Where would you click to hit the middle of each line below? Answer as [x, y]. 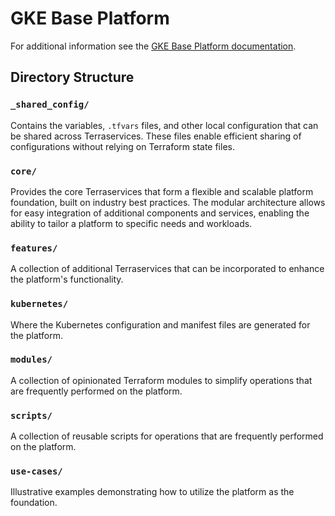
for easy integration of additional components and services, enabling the [160, 213]
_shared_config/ [50, 105]
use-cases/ [36, 471]
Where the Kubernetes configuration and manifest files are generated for [160, 324]
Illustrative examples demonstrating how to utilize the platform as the [152, 492]
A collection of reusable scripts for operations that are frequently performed [167, 436]
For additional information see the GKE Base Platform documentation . [153, 46]
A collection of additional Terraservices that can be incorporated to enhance [167, 269]
